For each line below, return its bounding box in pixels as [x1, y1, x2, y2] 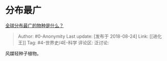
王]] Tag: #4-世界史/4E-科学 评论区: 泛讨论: [17, 39, 109, 46]
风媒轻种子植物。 [5, 50, 41, 56]
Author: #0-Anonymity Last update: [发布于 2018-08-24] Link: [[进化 [17, 33, 162, 39]
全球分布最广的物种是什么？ [5, 22, 64, 28]
